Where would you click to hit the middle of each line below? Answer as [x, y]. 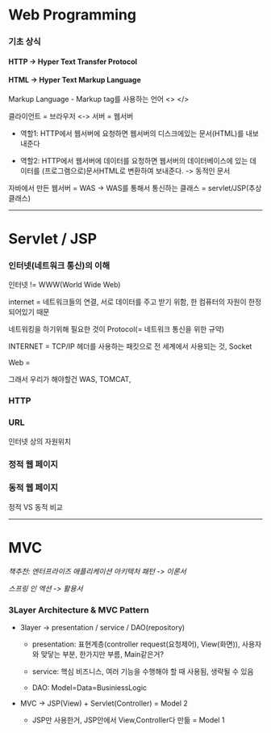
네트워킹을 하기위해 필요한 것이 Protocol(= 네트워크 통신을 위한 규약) [116, 329]
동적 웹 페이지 [33, 488]
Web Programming [73, 15]
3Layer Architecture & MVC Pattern [79, 610]
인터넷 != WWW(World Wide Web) [65, 285]
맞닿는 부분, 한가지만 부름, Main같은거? [102, 655]
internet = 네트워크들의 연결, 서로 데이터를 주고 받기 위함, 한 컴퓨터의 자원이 [128, 302]
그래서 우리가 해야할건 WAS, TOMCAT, [70, 379]
